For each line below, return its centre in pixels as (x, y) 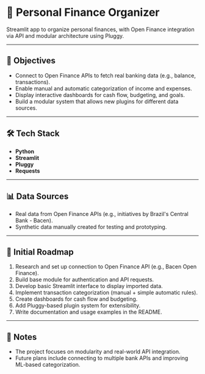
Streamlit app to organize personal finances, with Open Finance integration (101, 29)
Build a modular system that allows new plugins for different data (97, 101)
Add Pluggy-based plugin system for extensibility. (78, 306)
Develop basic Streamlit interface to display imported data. (89, 286)
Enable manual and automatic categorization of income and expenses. (103, 88)
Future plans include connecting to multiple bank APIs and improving (102, 358)
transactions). (33, 82)
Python (25, 151)
